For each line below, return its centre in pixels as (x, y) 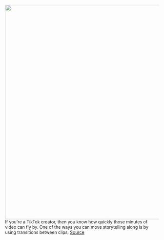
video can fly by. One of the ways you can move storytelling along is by (77, 227)
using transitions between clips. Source (45, 232)
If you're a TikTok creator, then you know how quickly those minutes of (76, 222)
